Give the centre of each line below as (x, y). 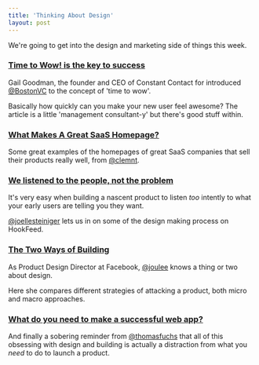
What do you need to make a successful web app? (106, 319)
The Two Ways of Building (59, 250)
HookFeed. (26, 229)
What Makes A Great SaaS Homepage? (84, 134)
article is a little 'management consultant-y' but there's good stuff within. (126, 114)
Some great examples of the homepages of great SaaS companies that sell (129, 152)
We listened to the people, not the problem (91, 181)
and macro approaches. (47, 298)
